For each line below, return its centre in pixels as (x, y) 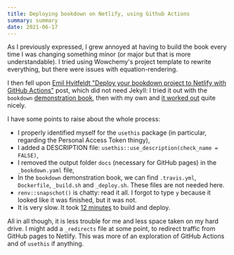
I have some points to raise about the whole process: (84, 119)
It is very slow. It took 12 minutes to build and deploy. (94, 208)
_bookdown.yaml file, (46, 170)
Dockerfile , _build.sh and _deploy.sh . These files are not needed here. (121, 185)
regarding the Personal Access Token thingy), (84, 140)
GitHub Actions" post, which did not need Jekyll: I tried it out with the (107, 91)
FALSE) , (28, 155)
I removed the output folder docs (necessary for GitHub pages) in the (117, 163)
